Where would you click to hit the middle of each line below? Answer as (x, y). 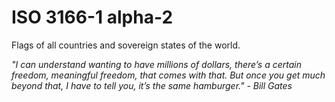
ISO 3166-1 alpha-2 (92, 17)
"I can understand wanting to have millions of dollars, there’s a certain (157, 64)
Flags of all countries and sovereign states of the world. (126, 45)
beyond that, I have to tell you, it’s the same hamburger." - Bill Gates (152, 85)
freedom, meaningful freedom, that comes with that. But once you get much (168, 75)
